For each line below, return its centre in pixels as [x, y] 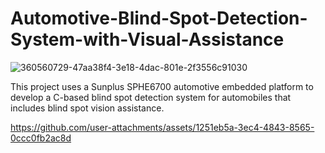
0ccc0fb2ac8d [41, 138]
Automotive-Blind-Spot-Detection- [159, 18]
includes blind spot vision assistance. [87, 108]
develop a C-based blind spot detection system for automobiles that [151, 97]
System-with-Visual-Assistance [147, 39]
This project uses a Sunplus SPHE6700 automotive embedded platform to [162, 86]
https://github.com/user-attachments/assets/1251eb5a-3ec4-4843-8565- [162, 127]
